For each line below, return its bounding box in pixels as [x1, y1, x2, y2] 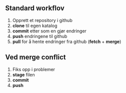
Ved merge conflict [5, 53, 66, 61]
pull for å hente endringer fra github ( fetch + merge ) [12, 38, 121, 44]
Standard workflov [5, 4, 65, 12]
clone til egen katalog [12, 22, 57, 28]
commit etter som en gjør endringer [12, 27, 86, 34]
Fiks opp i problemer [12, 66, 55, 72]
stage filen [12, 71, 35, 77]
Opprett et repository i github [12, 17, 72, 23]
